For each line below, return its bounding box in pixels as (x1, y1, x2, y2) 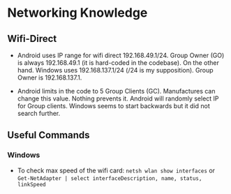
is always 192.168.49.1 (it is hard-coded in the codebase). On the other (17, 59, 220, 67)
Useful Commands (7, 129, 90, 141)
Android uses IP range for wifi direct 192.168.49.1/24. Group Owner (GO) (17, 51, 225, 59)
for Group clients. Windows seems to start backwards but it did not (17, 102, 211, 110)
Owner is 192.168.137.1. (17, 73, 82, 82)
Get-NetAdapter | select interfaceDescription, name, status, (17, 174, 202, 182)
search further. (17, 110, 61, 117)
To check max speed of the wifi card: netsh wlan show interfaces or (17, 166, 215, 174)
